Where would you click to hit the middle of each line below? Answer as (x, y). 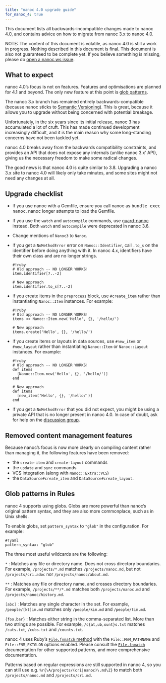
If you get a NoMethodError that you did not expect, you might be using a (86, 409)
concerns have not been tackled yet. (43, 138)
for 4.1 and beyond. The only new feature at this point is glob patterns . (77, 92)
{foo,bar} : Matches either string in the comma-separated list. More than (80, 619)
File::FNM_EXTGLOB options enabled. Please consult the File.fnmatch (75, 644)
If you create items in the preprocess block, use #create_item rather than (86, 296)
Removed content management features (69, 435)
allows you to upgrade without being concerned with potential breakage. (79, 112)
